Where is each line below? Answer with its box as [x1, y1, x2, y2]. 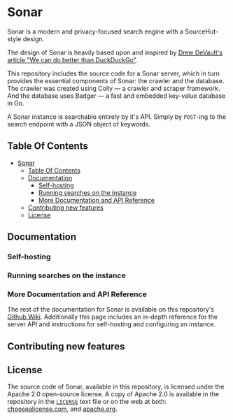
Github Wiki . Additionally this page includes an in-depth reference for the [7, 312, 218, 321]
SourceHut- [185, 27, 219, 36]
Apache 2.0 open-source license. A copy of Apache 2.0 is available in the [7, 390, 219, 398]
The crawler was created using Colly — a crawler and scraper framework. [7, 84, 220, 92]
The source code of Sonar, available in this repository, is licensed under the [7, 382, 225, 391]
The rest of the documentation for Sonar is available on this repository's [7, 305, 215, 314]
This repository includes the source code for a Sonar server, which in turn [7, 69, 220, 78]
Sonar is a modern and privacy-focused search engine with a [7, 27, 184, 36]
